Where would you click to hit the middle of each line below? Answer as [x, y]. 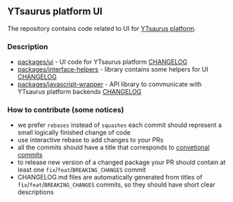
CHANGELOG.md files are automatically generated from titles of [110, 177]
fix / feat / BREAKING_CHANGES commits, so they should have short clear [116, 184]
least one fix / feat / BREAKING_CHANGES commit [81, 170]
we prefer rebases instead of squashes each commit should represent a [120, 125]
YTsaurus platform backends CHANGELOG [79, 92]
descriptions [35, 192]
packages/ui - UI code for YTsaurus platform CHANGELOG [102, 62]
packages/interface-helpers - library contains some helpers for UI [113, 69]
